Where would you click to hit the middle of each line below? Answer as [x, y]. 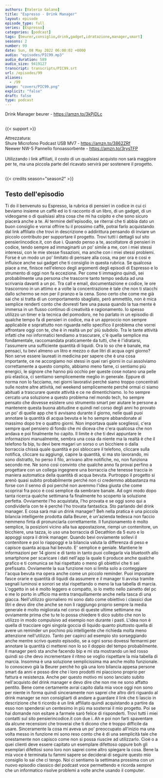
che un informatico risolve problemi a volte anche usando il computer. [75, 770]
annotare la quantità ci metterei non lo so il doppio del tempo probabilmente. [81, 646]
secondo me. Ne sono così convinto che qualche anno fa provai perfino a [79, 465]
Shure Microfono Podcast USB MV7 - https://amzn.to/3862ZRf [68, 143]
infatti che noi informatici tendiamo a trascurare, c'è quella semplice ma [77, 335]
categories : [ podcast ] [28, 32]
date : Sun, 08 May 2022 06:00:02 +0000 [45, 50]
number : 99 [16, 46]
